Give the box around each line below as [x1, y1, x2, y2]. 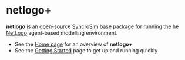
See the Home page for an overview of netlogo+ [14, 41, 133, 48]
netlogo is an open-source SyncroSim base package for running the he [6, 23, 179, 30]
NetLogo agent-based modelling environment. [6, 29, 118, 36]
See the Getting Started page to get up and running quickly [14, 46, 158, 54]
